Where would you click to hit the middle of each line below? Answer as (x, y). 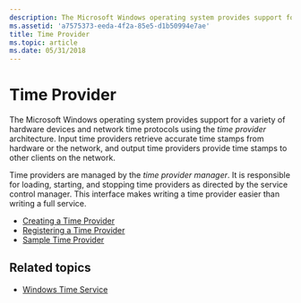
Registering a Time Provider (73, 231)
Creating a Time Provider (68, 221)
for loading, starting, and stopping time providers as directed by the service (149, 185)
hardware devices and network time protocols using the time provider (138, 130)
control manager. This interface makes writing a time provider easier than (145, 194)
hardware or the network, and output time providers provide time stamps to (148, 148)
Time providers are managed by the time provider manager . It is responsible (150, 175)
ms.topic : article (43, 42)
